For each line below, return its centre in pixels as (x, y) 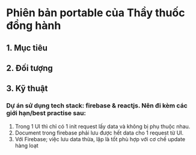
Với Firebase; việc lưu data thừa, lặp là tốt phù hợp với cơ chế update (100, 139)
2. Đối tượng (29, 68)
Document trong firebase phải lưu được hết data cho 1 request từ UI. (99, 133)
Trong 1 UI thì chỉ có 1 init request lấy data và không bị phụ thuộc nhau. (103, 126)
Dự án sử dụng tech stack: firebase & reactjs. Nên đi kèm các (97, 106)
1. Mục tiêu (27, 48)
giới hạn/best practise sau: (46, 113)
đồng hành (34, 26)
